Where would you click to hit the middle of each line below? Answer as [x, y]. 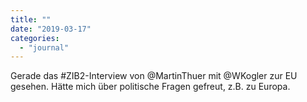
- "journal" [44, 47]
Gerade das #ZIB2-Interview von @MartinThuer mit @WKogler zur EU [154, 76]
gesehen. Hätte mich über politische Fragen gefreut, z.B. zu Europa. [150, 87]
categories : [35, 38]
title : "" [31, 19]
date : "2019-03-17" [51, 29]
